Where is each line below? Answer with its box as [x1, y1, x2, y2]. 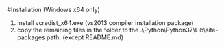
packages [16, 33, 46, 41]
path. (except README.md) [46, 33, 123, 41]
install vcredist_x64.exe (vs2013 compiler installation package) [16, 19, 194, 26]
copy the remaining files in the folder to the [16, 26, 139, 34]
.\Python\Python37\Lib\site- [140, 26, 219, 34]
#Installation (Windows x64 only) [7, 6, 101, 14]
